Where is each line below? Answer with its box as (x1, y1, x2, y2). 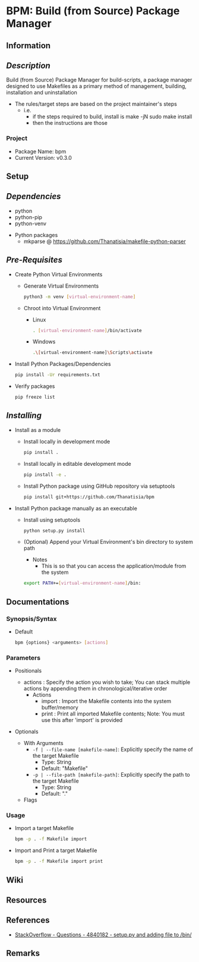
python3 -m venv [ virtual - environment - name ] (23, 294, 136, 299)
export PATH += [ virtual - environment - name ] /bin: (23, 581, 141, 586)
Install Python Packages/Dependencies (14, 361, 111, 368)
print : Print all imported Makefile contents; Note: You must (41, 710, 185, 717)
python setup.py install (23, 528, 86, 534)
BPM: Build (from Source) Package (6, 4, 180, 18)
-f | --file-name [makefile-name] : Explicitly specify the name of (32, 746, 193, 753)
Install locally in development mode (23, 438, 110, 445)
